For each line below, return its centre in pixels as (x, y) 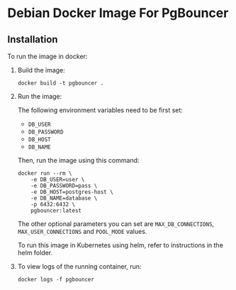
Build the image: (41, 70)
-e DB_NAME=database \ (64, 198)
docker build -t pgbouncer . (61, 83)
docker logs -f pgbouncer (56, 279)
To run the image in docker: (47, 56)
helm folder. (35, 253)
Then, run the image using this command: (78, 160)
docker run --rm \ (45, 173)
